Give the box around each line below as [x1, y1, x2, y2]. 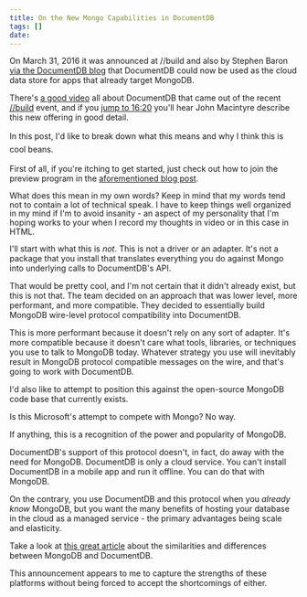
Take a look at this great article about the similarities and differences [9, 540, 267, 551]
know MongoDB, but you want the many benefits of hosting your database [9, 504, 291, 515]
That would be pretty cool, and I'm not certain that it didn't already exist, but [9, 281, 296, 292]
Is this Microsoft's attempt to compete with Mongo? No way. [9, 411, 237, 422]
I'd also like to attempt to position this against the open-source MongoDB [9, 384, 285, 395]
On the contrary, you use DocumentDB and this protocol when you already [9, 494, 291, 505]
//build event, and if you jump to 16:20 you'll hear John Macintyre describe [9, 102, 291, 113]
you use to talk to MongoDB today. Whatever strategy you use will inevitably [9, 346, 296, 357]
